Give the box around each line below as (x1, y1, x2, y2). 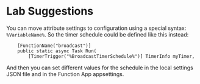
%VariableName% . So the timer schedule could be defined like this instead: (6, 30, 189, 38)
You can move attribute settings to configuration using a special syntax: (6, 24, 187, 32)
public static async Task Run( (17, 47, 97, 54)
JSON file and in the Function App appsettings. (6, 70, 124, 77)
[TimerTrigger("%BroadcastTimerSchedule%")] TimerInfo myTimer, (28, 53, 195, 59)
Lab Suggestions (6, 4, 94, 18)
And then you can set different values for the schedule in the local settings (6, 64, 194, 71)
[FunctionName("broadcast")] (17, 43, 91, 49)
